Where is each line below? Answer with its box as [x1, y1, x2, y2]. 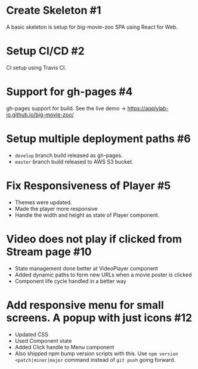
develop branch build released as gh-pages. [14, 152, 123, 159]
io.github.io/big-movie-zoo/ [6, 111, 74, 118]
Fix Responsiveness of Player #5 [6, 179, 171, 192]
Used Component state [14, 337, 72, 344]
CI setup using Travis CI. [6, 64, 67, 71]
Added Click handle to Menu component [14, 343, 115, 350]
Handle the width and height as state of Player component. [14, 211, 160, 219]
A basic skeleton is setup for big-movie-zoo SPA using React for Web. [6, 23, 178, 30]
